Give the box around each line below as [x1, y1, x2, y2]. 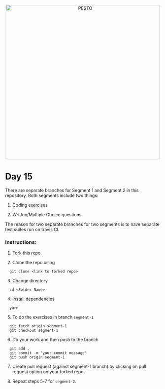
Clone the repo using [12, 260, 55, 266]
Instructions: [5, 238, 37, 245]
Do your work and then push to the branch [12, 337, 99, 343]
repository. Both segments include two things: [5, 193, 99, 198]
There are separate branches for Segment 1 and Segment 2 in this [5, 187, 139, 193]
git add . [9, 346, 30, 351]
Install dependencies [12, 296, 55, 302]
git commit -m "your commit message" [9, 350, 87, 355]
